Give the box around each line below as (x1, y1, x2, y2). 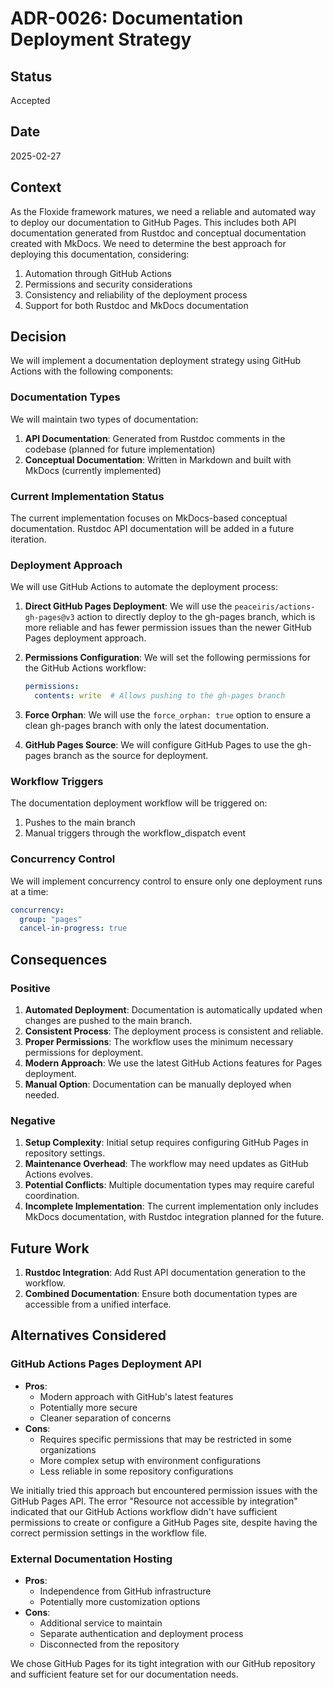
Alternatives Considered (10, 1327, 167, 1344)
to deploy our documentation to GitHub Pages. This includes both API (10, 216, 297, 228)
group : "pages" (19, 914, 83, 924)
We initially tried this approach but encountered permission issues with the (10, 1484, 318, 1496)
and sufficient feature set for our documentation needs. (10, 1668, 239, 1681)
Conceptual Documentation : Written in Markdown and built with (24, 453, 292, 466)
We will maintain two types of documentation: (10, 413, 199, 425)
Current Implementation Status (10, 489, 165, 503)
